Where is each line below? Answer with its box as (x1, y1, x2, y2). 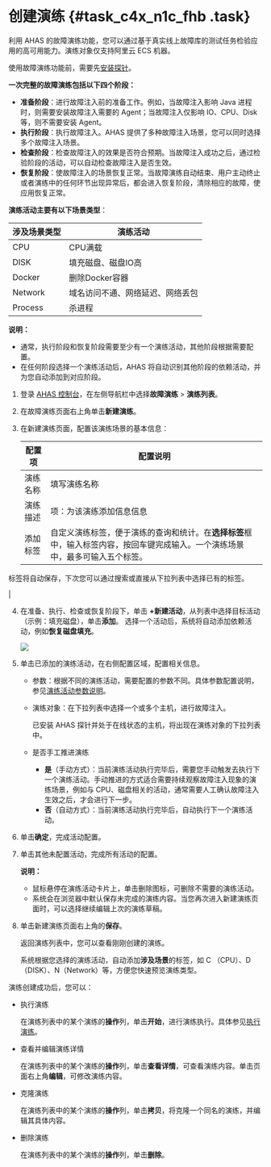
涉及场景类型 (12, 226, 62, 237)
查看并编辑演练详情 (19, 1044, 85, 1053)
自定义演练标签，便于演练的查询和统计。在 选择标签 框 (50, 526, 252, 537)
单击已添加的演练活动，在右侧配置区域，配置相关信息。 (19, 659, 204, 668)
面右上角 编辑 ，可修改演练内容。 (19, 1071, 127, 1081)
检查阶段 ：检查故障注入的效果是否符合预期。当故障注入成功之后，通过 (19, 147, 254, 157)
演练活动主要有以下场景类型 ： (8, 205, 107, 215)
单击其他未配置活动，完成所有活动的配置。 (19, 849, 162, 859)
